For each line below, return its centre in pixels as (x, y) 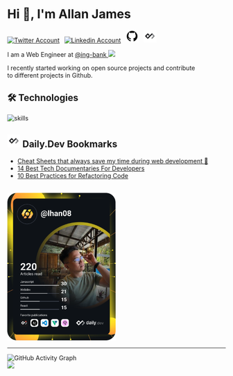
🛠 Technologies (43, 98)
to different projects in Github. (50, 75)
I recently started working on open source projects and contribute (101, 68)
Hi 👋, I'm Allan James (69, 14)
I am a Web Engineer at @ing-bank (57, 54)
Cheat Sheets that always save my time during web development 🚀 (113, 161)
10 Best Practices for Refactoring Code (72, 175)
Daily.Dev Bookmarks (70, 144)
